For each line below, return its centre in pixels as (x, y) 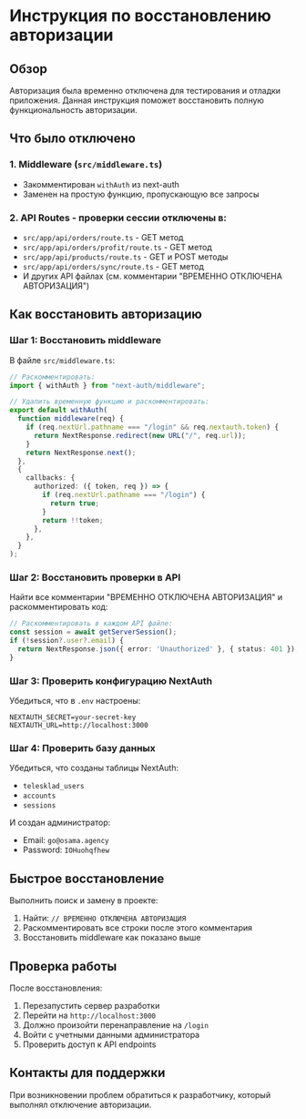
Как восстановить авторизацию (106, 315)
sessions (39, 806)
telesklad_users (53, 787)
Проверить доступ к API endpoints (89, 1044)
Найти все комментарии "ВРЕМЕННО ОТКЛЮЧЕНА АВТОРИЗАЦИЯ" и (146, 597)
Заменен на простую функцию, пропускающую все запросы (141, 194)
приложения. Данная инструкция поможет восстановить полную (137, 100)
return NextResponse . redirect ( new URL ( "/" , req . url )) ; (140, 435)
